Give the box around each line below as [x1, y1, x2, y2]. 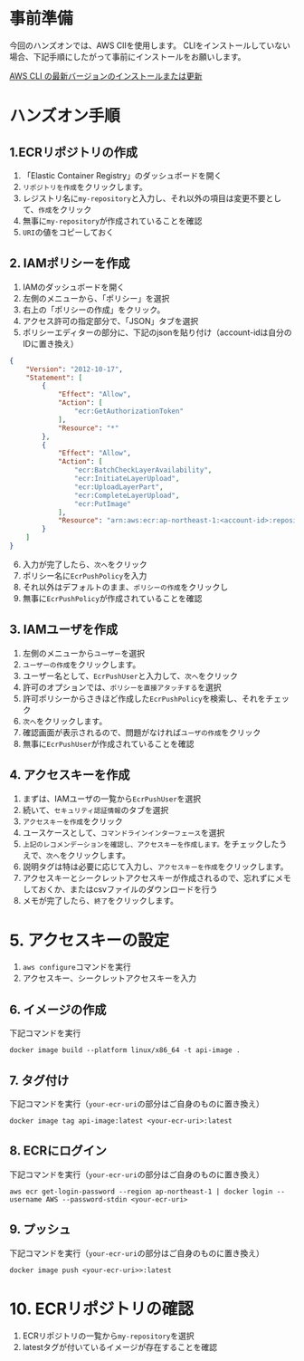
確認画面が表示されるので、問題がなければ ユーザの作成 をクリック [22, 726, 261, 738]
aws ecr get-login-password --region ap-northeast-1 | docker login [9, 1187, 273, 1196]
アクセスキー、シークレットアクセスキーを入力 [22, 973, 197, 983]
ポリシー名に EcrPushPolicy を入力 [22, 570, 147, 580]
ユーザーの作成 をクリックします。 [22, 658, 141, 670]
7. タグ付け [9, 1072, 70, 1088]
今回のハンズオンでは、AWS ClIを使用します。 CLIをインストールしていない [9, 40, 291, 51]
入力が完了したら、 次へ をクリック [22, 559, 147, 570]
